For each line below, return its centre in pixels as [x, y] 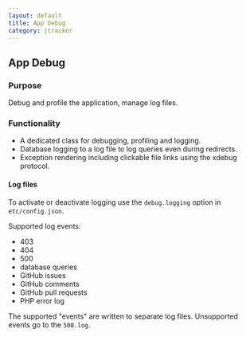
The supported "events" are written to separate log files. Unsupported [123, 316]
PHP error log [42, 300]
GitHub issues [43, 275]
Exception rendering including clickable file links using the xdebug [128, 158]
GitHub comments [49, 284]
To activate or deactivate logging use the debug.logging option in [115, 202]
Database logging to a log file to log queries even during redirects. [128, 149]
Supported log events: [45, 226]
